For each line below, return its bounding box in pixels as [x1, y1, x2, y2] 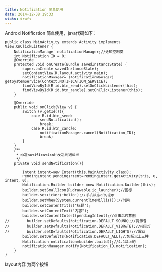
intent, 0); [5, 178, 29, 183]
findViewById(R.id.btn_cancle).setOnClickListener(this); [22, 88, 143, 93]
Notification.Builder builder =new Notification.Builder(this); [22, 182, 156, 188]
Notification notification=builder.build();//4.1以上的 [22, 239, 136, 244]
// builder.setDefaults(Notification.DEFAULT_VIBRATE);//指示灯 [5, 224, 151, 229]
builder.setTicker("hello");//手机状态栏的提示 [22, 193, 115, 198]
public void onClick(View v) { [14, 105, 77, 110]
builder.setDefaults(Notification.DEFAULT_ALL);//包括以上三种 [22, 234, 149, 239]
